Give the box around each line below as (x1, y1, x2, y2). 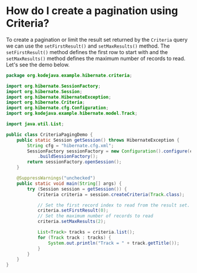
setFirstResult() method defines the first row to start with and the (6, 48, 168, 55)
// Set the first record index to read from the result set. (37, 202, 191, 208)
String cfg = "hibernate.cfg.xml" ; (27, 142, 114, 148)
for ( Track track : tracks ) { (37, 234, 111, 241)
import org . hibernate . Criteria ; (6, 99, 85, 105)
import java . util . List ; (6, 121, 64, 127)
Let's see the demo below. (6, 61, 70, 68)
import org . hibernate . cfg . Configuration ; (6, 105, 109, 111)
